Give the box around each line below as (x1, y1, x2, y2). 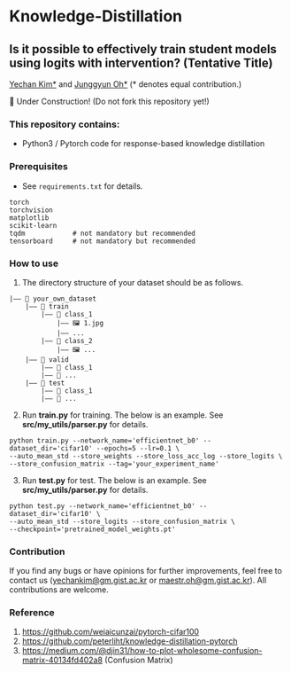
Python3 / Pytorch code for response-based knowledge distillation (21, 138, 265, 149)
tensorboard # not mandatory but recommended (9, 237, 196, 246)
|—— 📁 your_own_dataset (9, 294, 97, 303)
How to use (9, 257, 59, 270)
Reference (9, 606, 55, 619)
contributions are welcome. (9, 584, 109, 595)
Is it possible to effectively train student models (9, 42, 277, 57)
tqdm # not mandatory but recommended (9, 229, 196, 238)
